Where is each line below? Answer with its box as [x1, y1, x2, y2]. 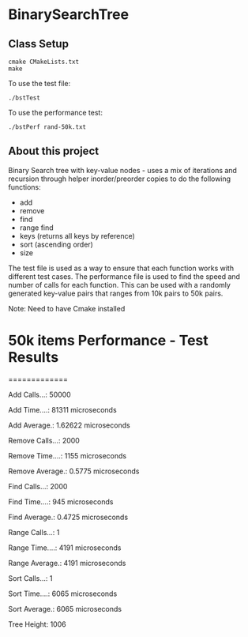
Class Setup [8, 37, 70, 51]
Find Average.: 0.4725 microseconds [8, 512, 129, 522]
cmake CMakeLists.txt [8, 58, 80, 66]
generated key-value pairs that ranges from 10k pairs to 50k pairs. [8, 288, 224, 298]
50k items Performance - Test [8, 332, 209, 349]
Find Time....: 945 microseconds [8, 496, 114, 507]
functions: [8, 182, 41, 191]
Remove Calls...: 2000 [8, 435, 81, 445]
